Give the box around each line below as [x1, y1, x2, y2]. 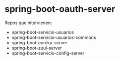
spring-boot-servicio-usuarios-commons [11, 34, 96, 40]
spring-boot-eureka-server [11, 39, 67, 45]
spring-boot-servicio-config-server [11, 50, 85, 56]
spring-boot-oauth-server [4, 3, 116, 15]
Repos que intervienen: [4, 20, 53, 26]
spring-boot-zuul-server [11, 45, 62, 51]
